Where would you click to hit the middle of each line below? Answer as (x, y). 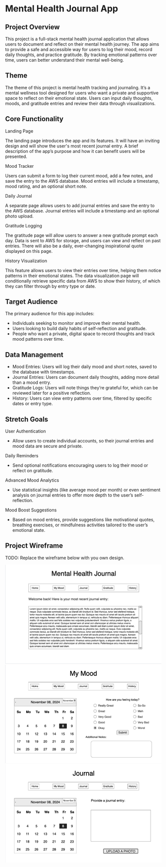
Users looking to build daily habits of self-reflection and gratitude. (80, 329)
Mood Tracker (20, 166)
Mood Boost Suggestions (31, 510)
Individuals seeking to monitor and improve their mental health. (77, 323)
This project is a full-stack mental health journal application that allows (77, 39)
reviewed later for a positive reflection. (52, 393)
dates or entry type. (32, 404)
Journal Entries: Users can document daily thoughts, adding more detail (86, 377)
